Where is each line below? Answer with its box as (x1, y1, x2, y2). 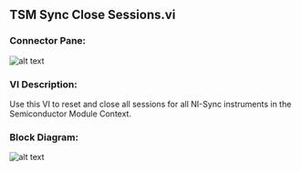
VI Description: (9, 77, 78, 90)
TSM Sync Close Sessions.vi (9, 7, 176, 23)
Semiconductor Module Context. (9, 108, 132, 119)
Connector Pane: (9, 35, 87, 47)
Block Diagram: (9, 131, 79, 144)
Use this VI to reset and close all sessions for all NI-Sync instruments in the (9, 98, 292, 109)
